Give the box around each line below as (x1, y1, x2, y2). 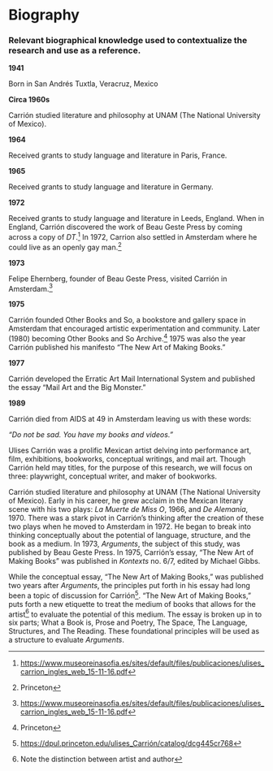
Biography (8, 6, 80, 24)
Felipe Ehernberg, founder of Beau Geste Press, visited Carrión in (8, 274, 227, 284)
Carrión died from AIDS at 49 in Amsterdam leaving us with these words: (8, 414, 252, 424)
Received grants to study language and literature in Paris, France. (8, 150, 227, 160)
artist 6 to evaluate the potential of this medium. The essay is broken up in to (8, 608, 262, 619)
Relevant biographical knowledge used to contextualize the (8, 35, 248, 46)
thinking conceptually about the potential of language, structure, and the (8, 531, 251, 540)
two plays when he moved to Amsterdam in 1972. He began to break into (8, 522, 252, 531)
